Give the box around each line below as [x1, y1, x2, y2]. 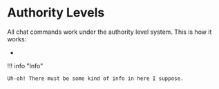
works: [7, 34, 27, 43]
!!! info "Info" [7, 61, 44, 70]
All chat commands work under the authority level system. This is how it [7, 28, 212, 36]
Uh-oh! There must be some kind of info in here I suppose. [7, 75, 184, 82]
